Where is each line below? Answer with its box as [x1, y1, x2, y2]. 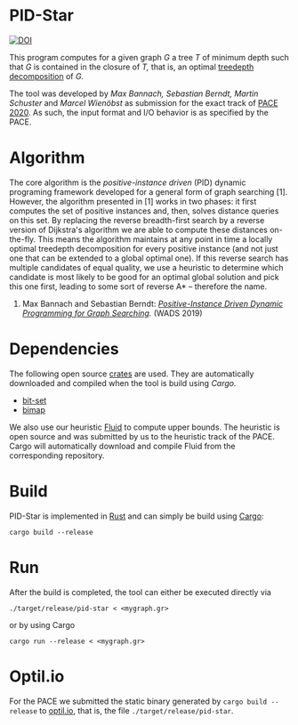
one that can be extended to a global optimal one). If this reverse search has [9, 253, 289, 263]
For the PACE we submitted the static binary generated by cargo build [9, 696, 268, 706]
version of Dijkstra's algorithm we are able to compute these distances [9, 224, 269, 235]
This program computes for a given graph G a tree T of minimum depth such [9, 52, 289, 62]
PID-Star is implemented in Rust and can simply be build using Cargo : [9, 511, 264, 521]
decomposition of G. [9, 70, 85, 81]
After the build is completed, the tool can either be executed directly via [9, 586, 271, 597]
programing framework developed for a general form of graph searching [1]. [9, 186, 288, 197]
